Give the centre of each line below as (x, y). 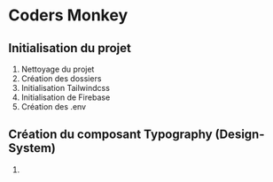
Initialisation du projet (70, 48)
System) (32, 148)
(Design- (240, 135)
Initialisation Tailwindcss (65, 88)
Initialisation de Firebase (66, 97)
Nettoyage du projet (58, 69)
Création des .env (53, 106)
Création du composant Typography (111, 135)
